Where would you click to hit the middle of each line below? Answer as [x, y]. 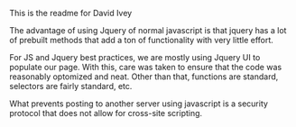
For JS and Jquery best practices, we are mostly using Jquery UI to [135, 57]
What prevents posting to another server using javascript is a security [139, 104]
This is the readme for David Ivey [71, 13]
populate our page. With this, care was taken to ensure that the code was [146, 67]
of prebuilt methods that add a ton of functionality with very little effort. [141, 40]
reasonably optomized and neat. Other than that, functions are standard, [144, 77]
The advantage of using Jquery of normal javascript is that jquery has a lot [148, 30]
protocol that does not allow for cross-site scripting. [106, 113]
